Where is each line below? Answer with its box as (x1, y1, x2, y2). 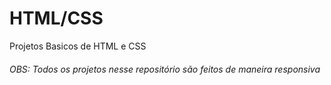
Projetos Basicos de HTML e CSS (9, 40, 147, 52)
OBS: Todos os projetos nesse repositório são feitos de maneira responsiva (9, 63, 321, 75)
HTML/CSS (9, 7, 104, 30)
